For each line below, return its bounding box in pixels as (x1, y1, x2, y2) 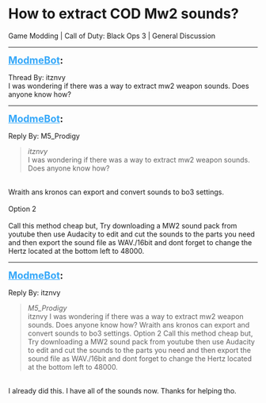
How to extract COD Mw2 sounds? (8, 5, 239, 23)
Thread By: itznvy (8, 72, 66, 82)
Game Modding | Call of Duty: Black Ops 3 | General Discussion (8, 31, 216, 40)
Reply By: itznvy (8, 287, 61, 297)
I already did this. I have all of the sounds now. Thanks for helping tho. (8, 386, 237, 395)
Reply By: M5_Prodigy (8, 131, 81, 140)
